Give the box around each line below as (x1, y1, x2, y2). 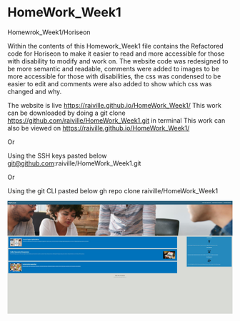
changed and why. (7, 87, 62, 96)
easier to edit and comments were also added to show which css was (7, 79, 212, 88)
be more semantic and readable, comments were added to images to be (7, 64, 219, 73)
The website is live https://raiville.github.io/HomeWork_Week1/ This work (7, 101, 221, 109)
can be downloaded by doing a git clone (7, 108, 126, 117)
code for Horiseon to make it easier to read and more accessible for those (7, 49, 225, 58)
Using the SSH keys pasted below (7, 151, 107, 160)
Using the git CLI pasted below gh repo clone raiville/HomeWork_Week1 (7, 186, 219, 195)
